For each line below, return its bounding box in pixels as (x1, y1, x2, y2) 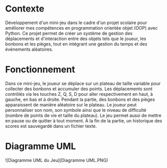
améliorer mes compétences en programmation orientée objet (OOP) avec (5, 25, 158, 31)
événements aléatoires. (5, 46, 53, 52)
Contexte (5, 3, 44, 15)
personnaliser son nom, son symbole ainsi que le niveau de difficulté (5, 107, 146, 113)
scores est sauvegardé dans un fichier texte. (5, 123, 97, 129)
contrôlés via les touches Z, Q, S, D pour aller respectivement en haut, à (5, 91, 153, 97)
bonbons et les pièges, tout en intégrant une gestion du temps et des (5, 41, 147, 47)
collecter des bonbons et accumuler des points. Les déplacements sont (5, 86, 152, 92)
